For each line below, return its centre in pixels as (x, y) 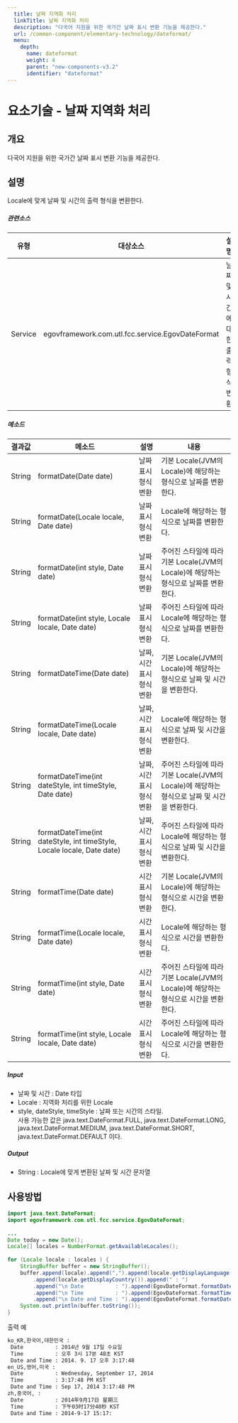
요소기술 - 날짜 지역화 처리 (79, 111)
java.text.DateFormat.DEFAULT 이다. (70, 1137)
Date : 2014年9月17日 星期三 (64, 1400)
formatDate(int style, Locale (84, 618)
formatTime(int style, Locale (85, 1034)
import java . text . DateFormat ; (52, 1213)
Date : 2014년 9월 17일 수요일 (66, 1347)
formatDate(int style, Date (81, 568)
